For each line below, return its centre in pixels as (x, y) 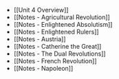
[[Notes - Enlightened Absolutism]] (63, 24)
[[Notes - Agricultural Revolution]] (62, 17)
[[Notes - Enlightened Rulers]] (56, 32)
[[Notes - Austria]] (40, 39)
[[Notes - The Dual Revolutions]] (60, 54)
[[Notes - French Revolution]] (55, 61)
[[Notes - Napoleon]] (43, 68)
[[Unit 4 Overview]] (41, 10)
